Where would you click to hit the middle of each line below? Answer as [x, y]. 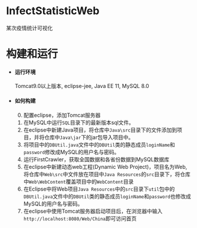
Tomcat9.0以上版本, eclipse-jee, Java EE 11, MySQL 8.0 [82, 86]
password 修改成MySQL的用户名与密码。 [71, 152]
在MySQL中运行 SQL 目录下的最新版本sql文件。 [79, 122]
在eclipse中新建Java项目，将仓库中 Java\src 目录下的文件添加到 [100, 130]
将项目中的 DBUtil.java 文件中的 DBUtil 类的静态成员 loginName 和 [99, 144]
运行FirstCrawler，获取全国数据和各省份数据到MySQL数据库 [96, 159]
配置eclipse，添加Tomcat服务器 [62, 115]
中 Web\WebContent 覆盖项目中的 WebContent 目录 [78, 181]
